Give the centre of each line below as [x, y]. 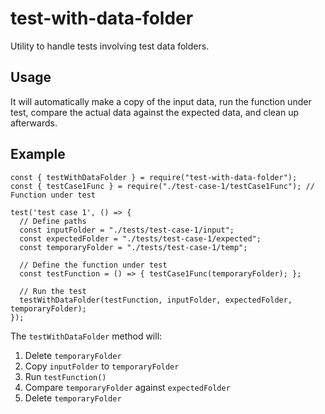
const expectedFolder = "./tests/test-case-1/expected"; [140, 238]
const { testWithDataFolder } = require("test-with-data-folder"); [154, 177]
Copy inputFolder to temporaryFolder [102, 366]
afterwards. [34, 123]
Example [38, 154]
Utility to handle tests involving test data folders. [110, 46]
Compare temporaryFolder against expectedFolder [127, 387]
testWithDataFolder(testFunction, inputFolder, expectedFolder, [156, 300]
